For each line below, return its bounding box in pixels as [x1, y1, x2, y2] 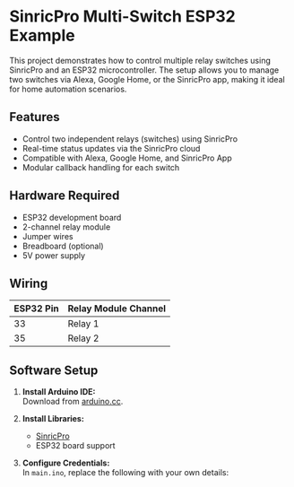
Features [9, 109, 60, 125]
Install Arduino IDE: [22, 387, 96, 397]
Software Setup [9, 362, 99, 378]
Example [9, 25, 75, 46]
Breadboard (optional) [22, 240, 105, 251]
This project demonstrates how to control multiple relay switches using [9, 55, 271, 65]
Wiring [9, 275, 48, 291]
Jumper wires [22, 230, 73, 241]
